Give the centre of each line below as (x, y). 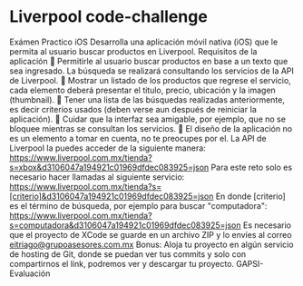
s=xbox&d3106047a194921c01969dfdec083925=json (109, 167)
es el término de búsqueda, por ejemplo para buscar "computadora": (138, 205)
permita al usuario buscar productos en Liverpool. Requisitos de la (133, 51)
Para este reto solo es (252, 167)
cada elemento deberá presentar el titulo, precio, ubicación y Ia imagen (143, 90)
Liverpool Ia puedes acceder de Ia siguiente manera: (108, 148)
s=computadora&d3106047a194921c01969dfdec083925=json (126, 225)
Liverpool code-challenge (109, 17)
